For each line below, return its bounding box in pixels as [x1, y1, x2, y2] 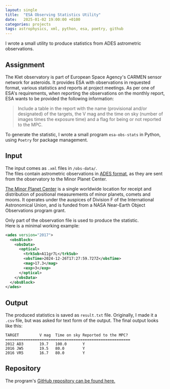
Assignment [5, 61, 45, 69]
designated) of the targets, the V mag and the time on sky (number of [17, 110, 163, 117]
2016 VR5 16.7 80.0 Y [5, 350, 85, 356]
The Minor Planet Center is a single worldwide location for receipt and [5, 186, 152, 192]
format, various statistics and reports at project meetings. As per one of [5, 84, 155, 91]
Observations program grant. [5, 207, 66, 214]
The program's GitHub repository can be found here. [5, 377, 116, 384]
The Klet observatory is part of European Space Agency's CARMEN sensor [5, 74, 162, 80]
